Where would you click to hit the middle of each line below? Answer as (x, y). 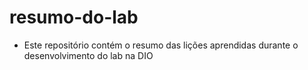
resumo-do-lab (74, 17)
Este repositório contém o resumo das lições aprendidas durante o (161, 45)
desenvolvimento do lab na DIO (88, 55)
